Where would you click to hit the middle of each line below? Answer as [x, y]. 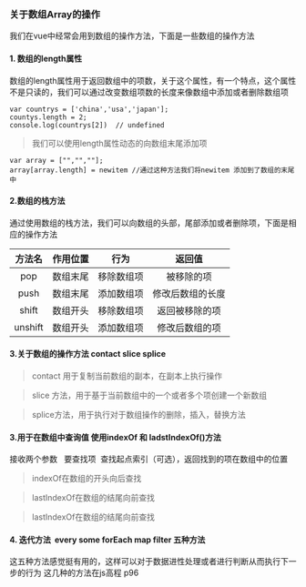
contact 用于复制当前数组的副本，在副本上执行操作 [127, 376]
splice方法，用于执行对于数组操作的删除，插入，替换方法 [138, 414]
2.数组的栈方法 [37, 201]
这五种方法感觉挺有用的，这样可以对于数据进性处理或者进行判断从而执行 [145, 562]
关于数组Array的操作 [55, 14]
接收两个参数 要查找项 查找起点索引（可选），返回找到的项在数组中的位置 [149, 459]
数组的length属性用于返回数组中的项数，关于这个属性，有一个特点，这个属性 [153, 80]
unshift [29, 327]
